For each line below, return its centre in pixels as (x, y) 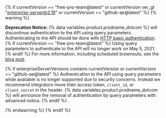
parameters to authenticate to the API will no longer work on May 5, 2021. (80, 49)
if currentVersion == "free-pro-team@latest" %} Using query (75, 43)
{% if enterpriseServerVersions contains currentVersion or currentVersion (81, 69)
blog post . (15, 59)
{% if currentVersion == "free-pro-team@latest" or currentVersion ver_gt (80, 7)
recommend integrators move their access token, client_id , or (70, 85)
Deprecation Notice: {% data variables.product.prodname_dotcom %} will (81, 27)
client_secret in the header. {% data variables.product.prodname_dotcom (82, 90)
